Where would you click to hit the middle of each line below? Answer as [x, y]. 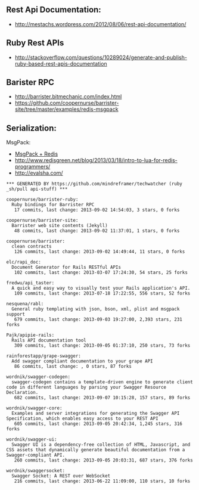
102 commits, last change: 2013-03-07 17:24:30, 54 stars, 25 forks [101, 273]
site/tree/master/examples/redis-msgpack [66, 109]
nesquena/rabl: [25, 304]
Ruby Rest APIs [35, 43]
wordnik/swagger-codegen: [38, 377]
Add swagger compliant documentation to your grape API [82, 361]
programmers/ [32, 167]
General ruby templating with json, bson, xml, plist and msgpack [96, 309]
